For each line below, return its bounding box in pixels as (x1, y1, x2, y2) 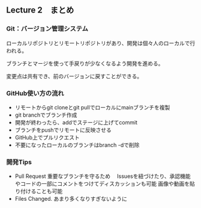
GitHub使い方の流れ (6, 89, 64, 97)
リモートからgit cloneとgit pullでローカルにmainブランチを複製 (14, 103, 170, 111)
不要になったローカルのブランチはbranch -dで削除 (14, 141, 140, 148)
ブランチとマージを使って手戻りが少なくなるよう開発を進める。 (6, 60, 164, 67)
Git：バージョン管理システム (6, 25, 89, 33)
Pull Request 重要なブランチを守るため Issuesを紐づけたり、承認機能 (14, 173, 191, 180)
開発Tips (6, 158, 32, 166)
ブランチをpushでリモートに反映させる (14, 126, 112, 133)
